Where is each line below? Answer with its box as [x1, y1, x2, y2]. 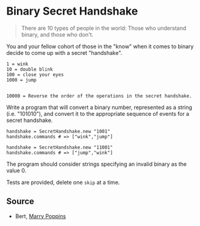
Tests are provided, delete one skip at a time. [6, 178, 120, 186]
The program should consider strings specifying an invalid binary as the [6, 160, 187, 168]
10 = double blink [6, 66, 53, 72]
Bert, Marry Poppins [15, 212, 66, 220]
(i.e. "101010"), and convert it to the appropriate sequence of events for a [6, 110, 190, 117]
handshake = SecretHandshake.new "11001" [6, 144, 113, 150]
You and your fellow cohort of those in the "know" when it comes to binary [6, 43, 194, 50]
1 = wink [6, 61, 29, 67]
